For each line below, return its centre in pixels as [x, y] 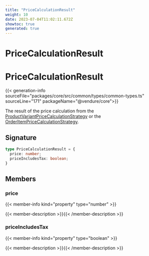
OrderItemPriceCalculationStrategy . [42, 122]
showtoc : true [20, 24]
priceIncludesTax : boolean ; [39, 158]
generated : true [22, 29]
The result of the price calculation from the [50, 111]
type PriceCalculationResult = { [40, 149]
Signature [21, 137]
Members [21, 179]
